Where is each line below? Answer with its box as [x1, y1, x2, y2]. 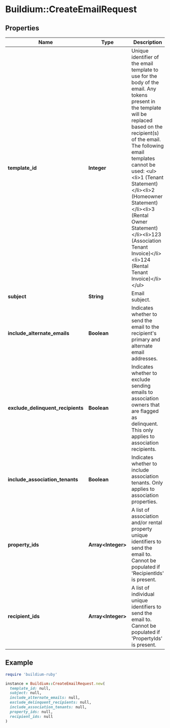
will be [131, 110, 147, 118]
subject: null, [10, 691, 42, 696]
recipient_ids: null [10, 714, 53, 719]
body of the [131, 79, 159, 86]
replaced [131, 117, 153, 124]
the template [131, 104, 161, 111]
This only [131, 427, 153, 434]
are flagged [131, 408, 159, 414]
